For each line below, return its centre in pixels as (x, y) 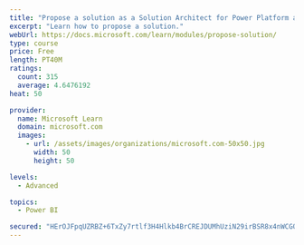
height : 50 (54, 161)
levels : (24, 177)
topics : (24, 202)
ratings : (26, 69)
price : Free (32, 52)
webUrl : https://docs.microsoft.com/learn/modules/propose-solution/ (143, 34)
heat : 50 (26, 93)
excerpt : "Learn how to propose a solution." (96, 26)
